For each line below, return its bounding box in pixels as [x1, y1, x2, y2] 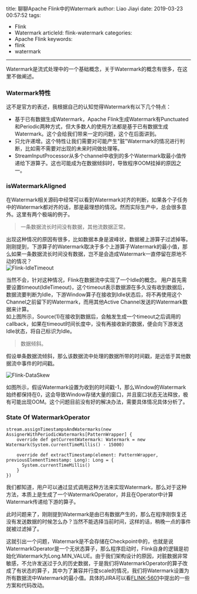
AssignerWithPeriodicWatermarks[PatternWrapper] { [6, 431, 133, 438]
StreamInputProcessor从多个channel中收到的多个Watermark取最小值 [14, 152, 182, 159]
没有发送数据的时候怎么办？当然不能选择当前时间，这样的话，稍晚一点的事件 [6, 518, 191, 525]
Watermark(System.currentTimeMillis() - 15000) [6, 442, 125, 448]
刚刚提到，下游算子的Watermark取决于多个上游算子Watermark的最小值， [6, 243, 183, 250]
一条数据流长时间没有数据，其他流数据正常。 [20, 223, 129, 230]
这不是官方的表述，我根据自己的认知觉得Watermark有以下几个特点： [6, 103, 172, 110]
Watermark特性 [6, 88, 51, 97]
